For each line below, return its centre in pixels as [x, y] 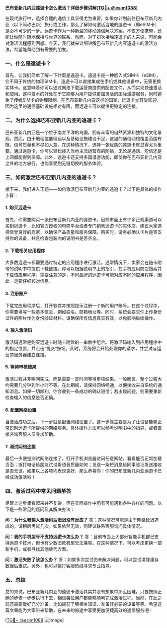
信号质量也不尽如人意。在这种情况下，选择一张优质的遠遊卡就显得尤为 [85, 145]
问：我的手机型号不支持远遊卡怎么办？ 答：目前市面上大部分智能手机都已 [80, 537]
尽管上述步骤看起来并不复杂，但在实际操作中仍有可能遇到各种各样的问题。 [81, 503]
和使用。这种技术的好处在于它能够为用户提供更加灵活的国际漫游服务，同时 [81, 94]
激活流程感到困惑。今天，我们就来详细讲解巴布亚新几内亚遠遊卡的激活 [81, 43]
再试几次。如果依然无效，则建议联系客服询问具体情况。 [88, 526]
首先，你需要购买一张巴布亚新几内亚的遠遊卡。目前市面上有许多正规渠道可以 [83, 220]
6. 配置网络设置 [21, 410]
